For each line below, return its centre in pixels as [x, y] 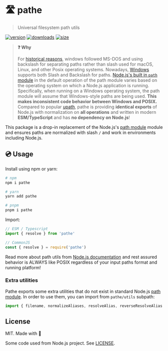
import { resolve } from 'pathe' [40, 233]
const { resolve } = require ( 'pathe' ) [46, 247]
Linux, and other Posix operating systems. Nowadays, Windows [83, 69]
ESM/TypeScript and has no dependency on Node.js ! [74, 117]
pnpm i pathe [19, 210]
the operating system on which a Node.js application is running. [83, 85]
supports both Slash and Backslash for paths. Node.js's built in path [88, 75]
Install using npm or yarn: [31, 168]
